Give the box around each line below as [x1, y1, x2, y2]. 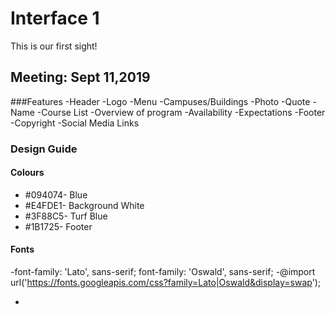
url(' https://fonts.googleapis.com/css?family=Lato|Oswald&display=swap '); [10, 277, 322, 289]
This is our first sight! [10, 40, 98, 52]
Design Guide [10, 142, 78, 156]
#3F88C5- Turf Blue [24, 210, 108, 222]
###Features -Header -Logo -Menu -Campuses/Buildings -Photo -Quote [10, 95, 311, 107]
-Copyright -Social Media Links [10, 117, 140, 129]
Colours [10, 167, 45, 179]
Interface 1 [10, 7, 100, 30]
